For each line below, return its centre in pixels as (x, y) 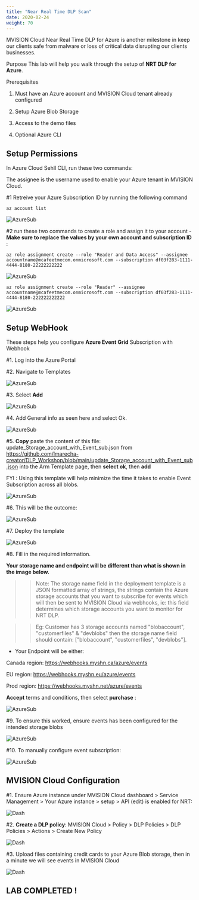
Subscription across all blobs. (43, 484)
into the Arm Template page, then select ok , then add (85, 466)
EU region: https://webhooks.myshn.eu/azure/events (71, 674)
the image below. (28, 572)
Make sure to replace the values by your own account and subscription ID (99, 237)
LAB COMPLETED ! (42, 891)
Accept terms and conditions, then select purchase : (71, 698)
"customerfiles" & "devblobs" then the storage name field (106, 633)
